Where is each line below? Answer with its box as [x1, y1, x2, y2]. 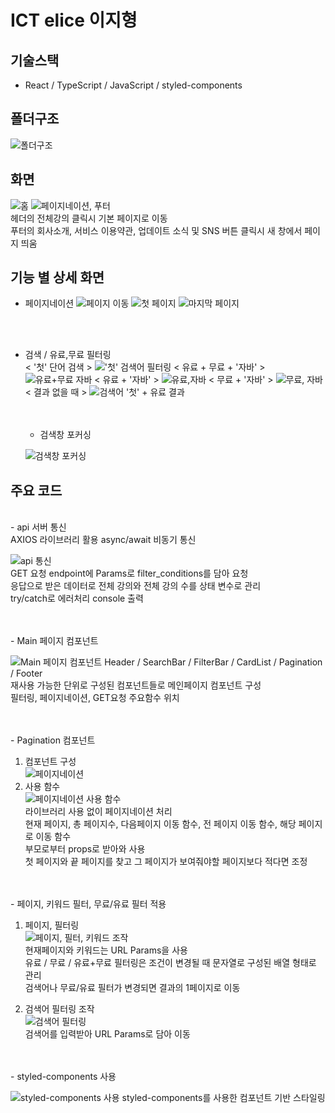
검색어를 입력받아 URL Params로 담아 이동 [24, 1028, 191, 1040]
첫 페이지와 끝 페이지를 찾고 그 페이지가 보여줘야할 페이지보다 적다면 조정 [24, 856, 308, 868]
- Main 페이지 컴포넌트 [10, 635, 99, 647]
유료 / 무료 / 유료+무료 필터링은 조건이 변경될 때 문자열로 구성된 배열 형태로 [24, 957, 317, 969]
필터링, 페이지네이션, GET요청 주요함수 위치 [10, 692, 180, 704]
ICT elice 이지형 [10, 9, 138, 32]
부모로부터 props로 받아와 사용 [24, 843, 146, 855]
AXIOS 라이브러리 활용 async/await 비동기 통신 [10, 534, 197, 546]
